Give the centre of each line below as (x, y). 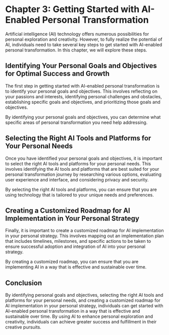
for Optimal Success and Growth (58, 74)
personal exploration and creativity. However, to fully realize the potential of (84, 39)
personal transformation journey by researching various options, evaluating (83, 174)
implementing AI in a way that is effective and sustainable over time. (76, 267)
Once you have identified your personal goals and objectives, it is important (84, 158)
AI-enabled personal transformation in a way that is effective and (73, 311)
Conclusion (24, 283)
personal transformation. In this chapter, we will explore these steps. (76, 50)
